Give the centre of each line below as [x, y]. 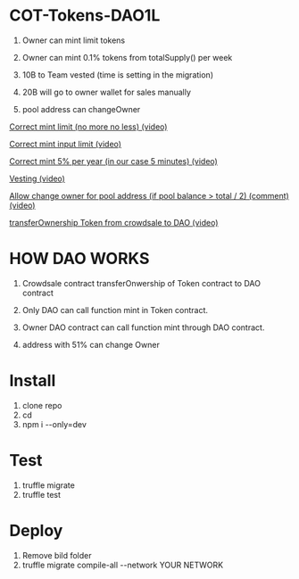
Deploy [36, 530]
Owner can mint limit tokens [74, 40]
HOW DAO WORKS [79, 259]
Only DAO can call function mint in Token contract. [115, 310]
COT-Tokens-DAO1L [85, 16]
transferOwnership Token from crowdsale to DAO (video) [114, 222]
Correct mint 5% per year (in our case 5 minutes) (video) [114, 161]
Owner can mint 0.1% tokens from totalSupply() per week [127, 57]
